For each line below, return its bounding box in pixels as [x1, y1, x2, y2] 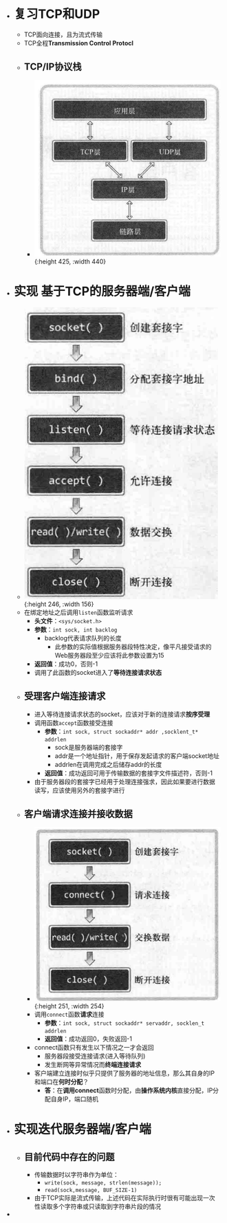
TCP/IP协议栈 [23, 61, 82, 73]
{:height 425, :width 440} [34, 257, 107, 266]
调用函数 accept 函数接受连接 [34, 718, 113, 726]
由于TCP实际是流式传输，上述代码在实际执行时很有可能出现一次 [34, 1193, 215, 1202]
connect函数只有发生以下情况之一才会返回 [34, 1043, 155, 1051]
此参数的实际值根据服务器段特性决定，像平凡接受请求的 [54, 642, 212, 651]
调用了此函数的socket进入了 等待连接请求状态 [34, 668, 162, 676]
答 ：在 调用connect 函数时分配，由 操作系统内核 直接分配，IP [44, 1086, 213, 1094]
